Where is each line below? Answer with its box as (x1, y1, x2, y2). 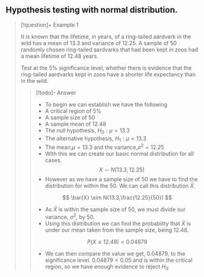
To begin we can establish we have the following (45, 101, 167, 108)
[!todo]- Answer (35, 88, 76, 96)
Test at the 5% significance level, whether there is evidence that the (20, 64, 192, 71)
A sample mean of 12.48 (45, 120, 106, 128)
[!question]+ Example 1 (20, 21, 79, 28)
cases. (45, 157, 62, 164)
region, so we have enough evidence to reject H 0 (45, 262, 169, 272)
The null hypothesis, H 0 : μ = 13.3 (45, 126, 130, 135)
